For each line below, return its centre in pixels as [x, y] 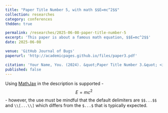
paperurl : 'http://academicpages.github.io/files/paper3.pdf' [71, 55]
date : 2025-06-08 [23, 42]
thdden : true [19, 24]
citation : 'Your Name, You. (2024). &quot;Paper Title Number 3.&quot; [81, 65]
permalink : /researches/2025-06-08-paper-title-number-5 [66, 33]
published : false [23, 69]
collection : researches [30, 14]
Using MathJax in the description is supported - [54, 83]
